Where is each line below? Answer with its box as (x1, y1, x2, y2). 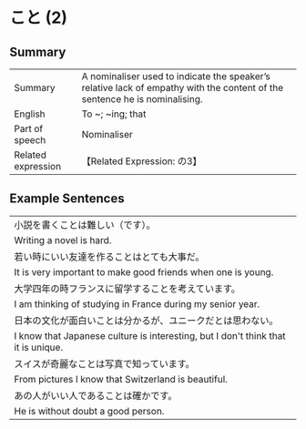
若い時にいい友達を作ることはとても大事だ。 (14, 250, 205, 263)
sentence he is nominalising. (81, 93, 203, 105)
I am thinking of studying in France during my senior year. (14, 297, 260, 310)
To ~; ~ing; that (81, 107, 147, 120)
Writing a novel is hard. (14, 233, 112, 246)
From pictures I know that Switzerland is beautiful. (14, 373, 228, 385)
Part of (14, 123, 44, 135)
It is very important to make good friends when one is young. (14, 265, 274, 278)
